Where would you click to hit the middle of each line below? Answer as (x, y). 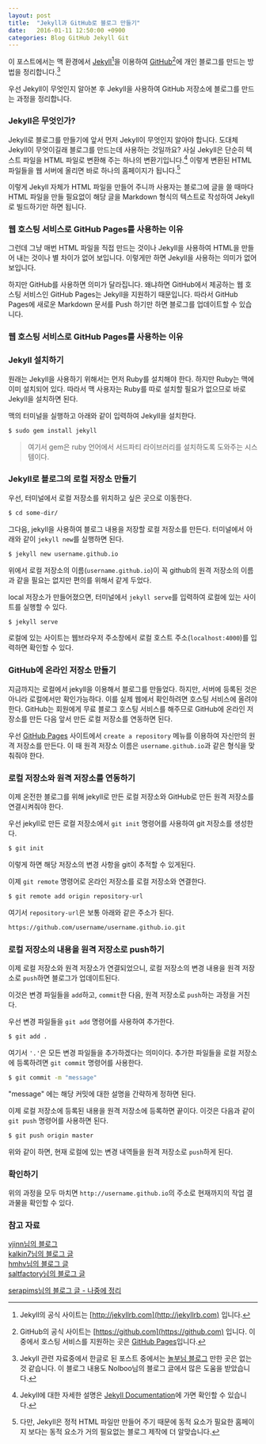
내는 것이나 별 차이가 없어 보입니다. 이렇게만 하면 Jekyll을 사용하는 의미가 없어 (137, 258)
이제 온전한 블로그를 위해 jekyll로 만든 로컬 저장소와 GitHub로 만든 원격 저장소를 (131, 796)
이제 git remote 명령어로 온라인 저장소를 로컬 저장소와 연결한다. (107, 881)
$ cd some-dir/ (33, 513)
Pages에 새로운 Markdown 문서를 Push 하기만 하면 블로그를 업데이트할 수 (123, 304)
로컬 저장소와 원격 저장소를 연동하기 (72, 777)
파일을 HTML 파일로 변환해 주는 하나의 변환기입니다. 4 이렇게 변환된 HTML (137, 159)
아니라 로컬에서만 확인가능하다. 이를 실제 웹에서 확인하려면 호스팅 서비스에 (122, 699)
